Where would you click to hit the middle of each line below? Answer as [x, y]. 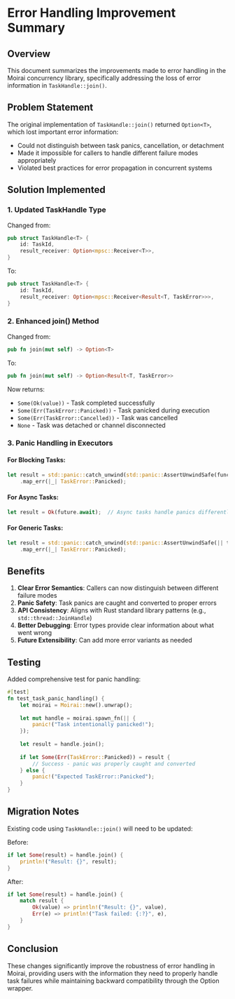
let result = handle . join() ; [62, 744]
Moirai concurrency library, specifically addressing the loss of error [104, 78]
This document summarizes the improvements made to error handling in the [116, 71]
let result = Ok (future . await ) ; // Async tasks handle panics [101, 512]
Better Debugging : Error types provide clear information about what [116, 625]
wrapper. [20, 988]
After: [15, 881]
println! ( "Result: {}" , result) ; [69, 861]
